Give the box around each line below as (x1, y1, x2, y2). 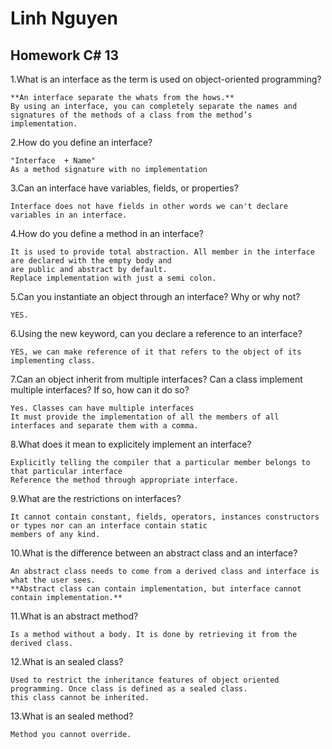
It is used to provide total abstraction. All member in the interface (10, 247, 315, 257)
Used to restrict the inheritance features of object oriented (10, 675, 280, 685)
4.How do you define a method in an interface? (10, 228, 204, 239)
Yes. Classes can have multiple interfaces (10, 403, 195, 413)
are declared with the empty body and (10, 256, 172, 266)
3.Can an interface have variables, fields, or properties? (10, 182, 239, 194)
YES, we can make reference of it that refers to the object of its (10, 347, 302, 357)
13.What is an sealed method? (10, 710, 134, 722)
